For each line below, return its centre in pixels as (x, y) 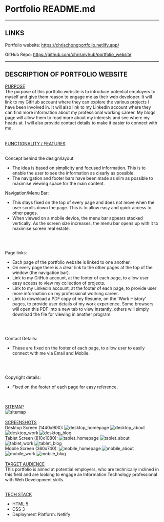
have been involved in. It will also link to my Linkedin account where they (78, 107)
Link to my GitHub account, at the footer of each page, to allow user (80, 277)
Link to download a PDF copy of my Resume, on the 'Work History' (79, 298)
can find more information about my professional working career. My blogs (80, 112)
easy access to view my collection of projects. (59, 283)
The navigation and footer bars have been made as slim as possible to (82, 178)
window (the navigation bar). (41, 273)
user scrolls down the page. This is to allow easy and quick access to (82, 207)
